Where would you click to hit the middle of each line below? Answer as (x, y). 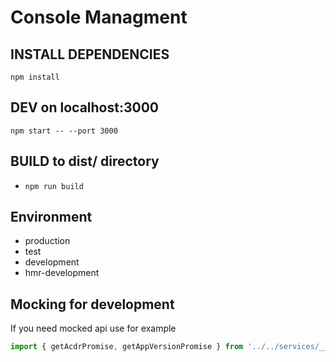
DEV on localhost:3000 (84, 107)
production (47, 241)
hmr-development (62, 273)
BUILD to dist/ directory (85, 161)
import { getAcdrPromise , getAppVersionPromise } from (127, 347)
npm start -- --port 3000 (64, 131)
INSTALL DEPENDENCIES (90, 54)
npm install (35, 77)
